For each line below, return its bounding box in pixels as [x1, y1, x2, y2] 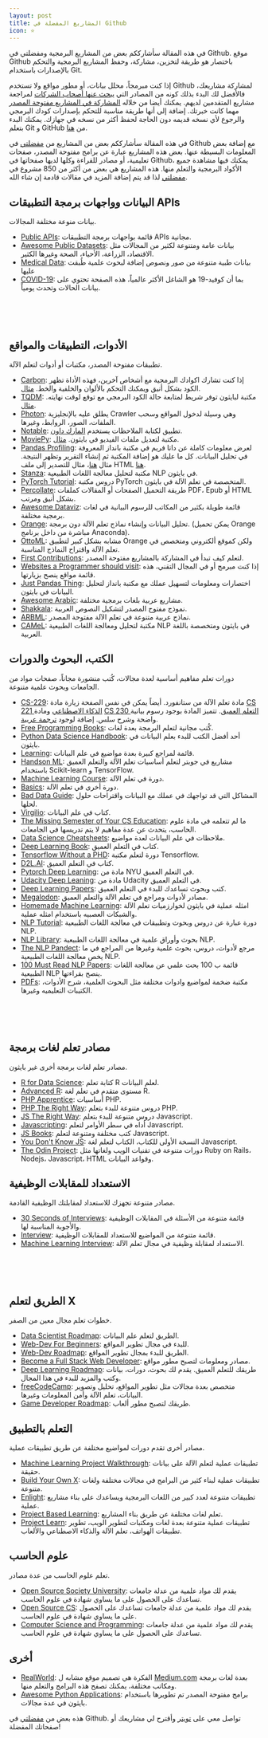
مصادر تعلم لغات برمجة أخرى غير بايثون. [9, 1062, 128, 1072]
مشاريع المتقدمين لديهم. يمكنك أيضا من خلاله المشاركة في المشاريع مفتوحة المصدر [9, 97, 255, 108]
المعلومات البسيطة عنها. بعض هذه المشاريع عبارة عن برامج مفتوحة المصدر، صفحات [9, 147, 257, 156]
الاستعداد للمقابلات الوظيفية [9, 1177, 130, 1190]
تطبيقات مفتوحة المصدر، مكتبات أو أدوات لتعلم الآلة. [9, 360, 162, 369]
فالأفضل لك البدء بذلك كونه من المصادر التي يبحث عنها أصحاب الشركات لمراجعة [9, 89, 246, 99]
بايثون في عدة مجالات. [20, 1697, 87, 1707]
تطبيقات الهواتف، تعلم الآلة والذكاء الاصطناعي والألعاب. [20, 1526, 182, 1535]
